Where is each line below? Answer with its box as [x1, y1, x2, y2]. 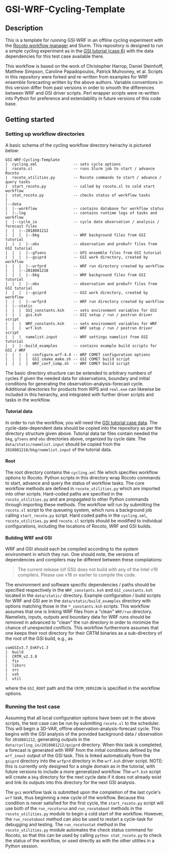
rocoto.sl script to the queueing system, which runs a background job [5, 507, 153, 513]
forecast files [5, 224, 37, 229]
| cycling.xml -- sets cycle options [5, 161, 121, 167]
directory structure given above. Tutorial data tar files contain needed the [5, 430, 158, 436]
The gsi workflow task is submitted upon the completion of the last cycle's [5, 789, 161, 795]
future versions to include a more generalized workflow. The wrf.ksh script [5, 768, 161, 775]
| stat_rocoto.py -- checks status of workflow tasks [5, 192, 151, 198]
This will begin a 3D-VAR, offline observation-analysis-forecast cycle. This [5, 725, 160, 731]
